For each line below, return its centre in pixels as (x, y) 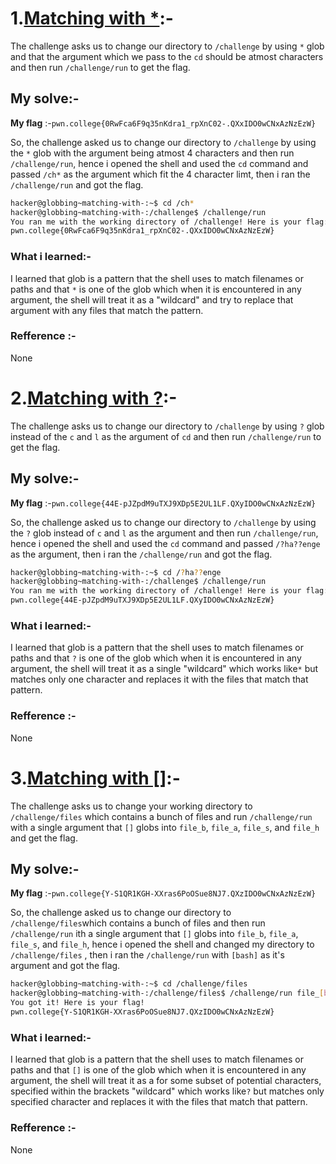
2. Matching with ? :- (94, 398)
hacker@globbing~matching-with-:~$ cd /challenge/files (129, 984)
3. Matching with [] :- (95, 778)
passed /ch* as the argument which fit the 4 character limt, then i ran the (160, 174)
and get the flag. (44, 838)
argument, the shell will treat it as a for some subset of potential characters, (166, 1081)
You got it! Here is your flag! (77, 1003)
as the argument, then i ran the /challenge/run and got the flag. (141, 554)
